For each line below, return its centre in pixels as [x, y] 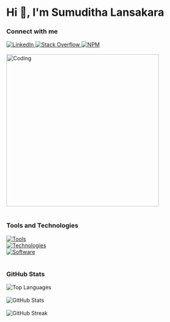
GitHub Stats [26, 274]
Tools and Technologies [42, 226]
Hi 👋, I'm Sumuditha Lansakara [85, 12]
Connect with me [32, 32]
